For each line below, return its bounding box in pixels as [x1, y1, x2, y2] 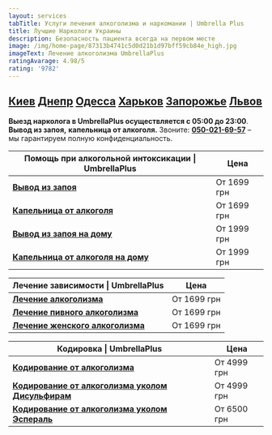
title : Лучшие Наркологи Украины [8, 27, 121, 35]
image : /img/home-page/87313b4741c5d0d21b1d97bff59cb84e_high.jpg [8, 42, 237, 50]
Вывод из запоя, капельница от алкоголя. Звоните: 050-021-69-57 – [8, 125, 252, 134]
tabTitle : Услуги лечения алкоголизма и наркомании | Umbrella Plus [8, 19, 244, 28]
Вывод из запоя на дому [12, 228, 113, 239]
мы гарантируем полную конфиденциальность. [8, 133, 173, 143]
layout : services [8, 11, 67, 20]
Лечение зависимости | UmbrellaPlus [12, 279, 164, 291]
